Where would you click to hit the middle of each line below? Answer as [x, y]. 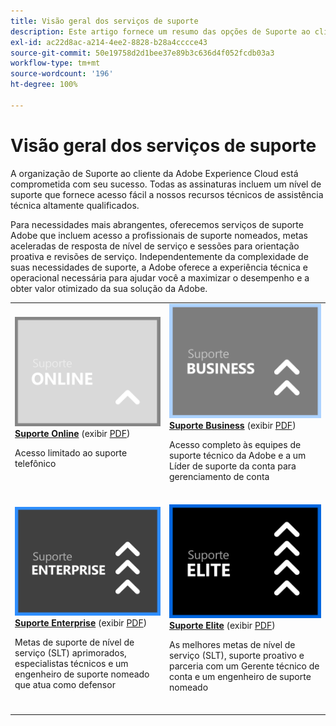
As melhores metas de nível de [232, 645]
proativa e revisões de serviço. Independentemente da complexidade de [159, 256]
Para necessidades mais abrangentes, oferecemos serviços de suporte [157, 224]
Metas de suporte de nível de [74, 642]
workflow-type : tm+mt [55, 63]
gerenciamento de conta [219, 476]
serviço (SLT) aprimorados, [70, 653]
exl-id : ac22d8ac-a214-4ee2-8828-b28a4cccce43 [109, 42]
